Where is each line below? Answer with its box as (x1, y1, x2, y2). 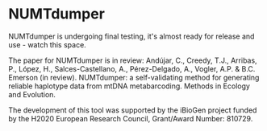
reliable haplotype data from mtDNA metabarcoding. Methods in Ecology (8, 81, 250, 91)
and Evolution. (8, 89, 56, 99)
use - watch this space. (8, 39, 86, 49)
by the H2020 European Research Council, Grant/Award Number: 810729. (8, 113, 253, 123)
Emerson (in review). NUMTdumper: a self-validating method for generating (8, 72, 260, 82)
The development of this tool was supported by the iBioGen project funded (8, 105, 257, 115)
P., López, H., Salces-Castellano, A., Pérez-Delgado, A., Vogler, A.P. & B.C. (8, 63, 256, 73)
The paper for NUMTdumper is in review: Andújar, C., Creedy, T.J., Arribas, (8, 55, 257, 65)
